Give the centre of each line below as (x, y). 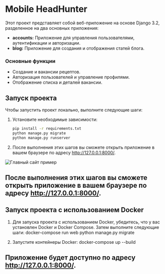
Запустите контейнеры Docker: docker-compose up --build (74, 242)
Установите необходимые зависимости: (55, 119)
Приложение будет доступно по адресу (70, 258)
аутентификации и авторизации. (46, 43)
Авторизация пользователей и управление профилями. (71, 77)
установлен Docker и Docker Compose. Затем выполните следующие (86, 227)
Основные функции (30, 61)
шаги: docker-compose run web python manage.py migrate (73, 232)
